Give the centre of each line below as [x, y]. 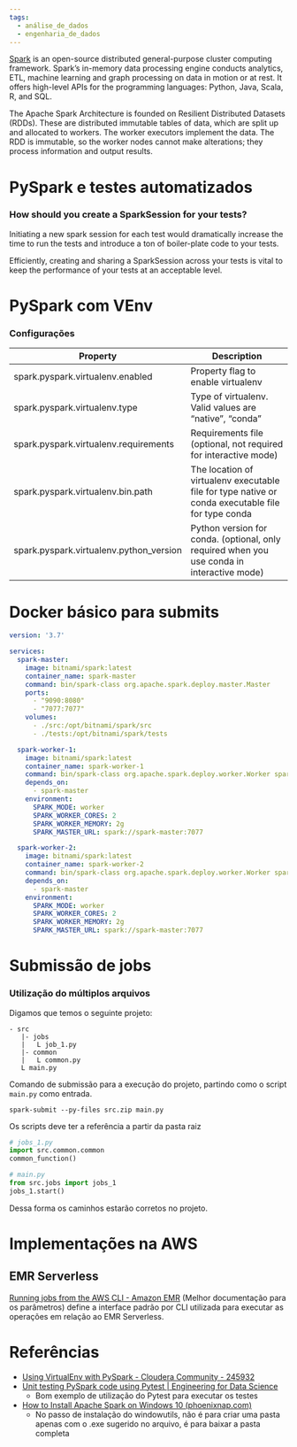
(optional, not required [237, 444]
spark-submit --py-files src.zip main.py [87, 1110]
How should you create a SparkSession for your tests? [128, 215]
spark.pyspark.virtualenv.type [76, 408]
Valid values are [223, 408]
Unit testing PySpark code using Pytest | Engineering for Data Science [150, 1386]
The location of [222, 470]
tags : [19, 17]
